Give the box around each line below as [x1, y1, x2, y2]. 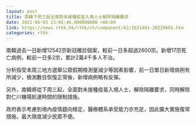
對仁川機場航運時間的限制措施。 [6, 94, 83, 101]
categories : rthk [6, 30, 48, 36]
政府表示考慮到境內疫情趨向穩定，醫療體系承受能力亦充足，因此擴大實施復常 [6, 106, 190, 113]
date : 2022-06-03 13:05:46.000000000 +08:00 [6, 19, 116, 25]
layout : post [6, 8, 38, 15]
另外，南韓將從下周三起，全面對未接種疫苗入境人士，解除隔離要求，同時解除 [6, 86, 190, 93]
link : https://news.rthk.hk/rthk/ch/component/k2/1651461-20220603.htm [6, 24, 184, 31]
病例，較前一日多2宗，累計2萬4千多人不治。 [10, 54, 118, 61]
